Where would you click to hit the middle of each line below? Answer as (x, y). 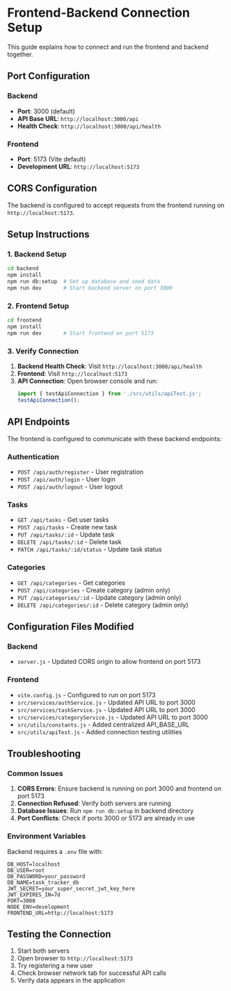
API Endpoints (39, 422)
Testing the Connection (59, 934)
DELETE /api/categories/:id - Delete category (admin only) (103, 605)
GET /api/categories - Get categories (71, 582)
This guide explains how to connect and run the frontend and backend (108, 47)
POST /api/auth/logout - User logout (70, 486)
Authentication (33, 457)
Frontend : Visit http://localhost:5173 (72, 374)
